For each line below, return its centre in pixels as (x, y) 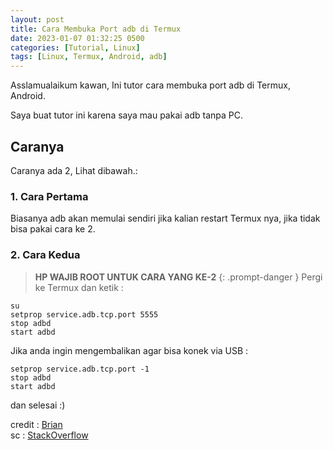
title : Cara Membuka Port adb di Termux (96, 29)
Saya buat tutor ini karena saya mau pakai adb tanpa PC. (127, 115)
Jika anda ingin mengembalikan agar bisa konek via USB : (129, 350)
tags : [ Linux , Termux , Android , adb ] (89, 57)
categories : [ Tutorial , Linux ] (75, 47)
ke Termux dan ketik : (79, 287)
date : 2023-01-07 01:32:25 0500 (77, 38)
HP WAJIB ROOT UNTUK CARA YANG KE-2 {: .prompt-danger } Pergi (178, 277)
